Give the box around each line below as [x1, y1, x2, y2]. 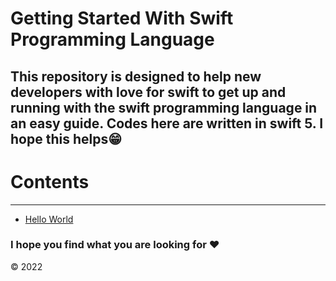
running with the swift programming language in [10, 99, 318, 116]
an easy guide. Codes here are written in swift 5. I [10, 115, 324, 132]
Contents [10, 170, 90, 193]
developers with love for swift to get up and [10, 83, 287, 101]
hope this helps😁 [10, 130, 123, 147]
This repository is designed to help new [10, 68, 262, 85]
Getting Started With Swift [10, 7, 234, 30]
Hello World [24, 213, 74, 225]
